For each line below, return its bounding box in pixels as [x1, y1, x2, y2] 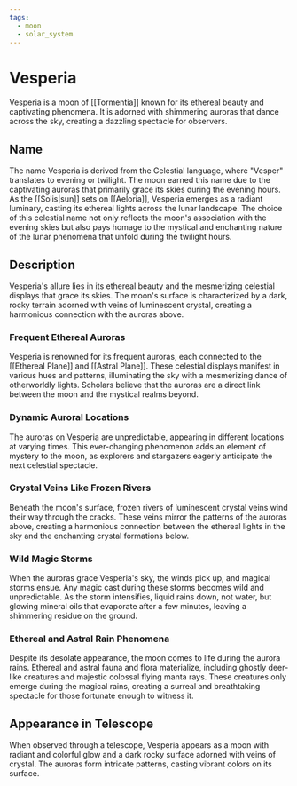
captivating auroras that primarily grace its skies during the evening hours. [9, 184, 281, 195]
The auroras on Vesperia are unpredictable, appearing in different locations [9, 432, 285, 442]
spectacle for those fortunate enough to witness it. [9, 690, 194, 702]
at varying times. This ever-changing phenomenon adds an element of [9, 441, 267, 451]
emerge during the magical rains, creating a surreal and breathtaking [9, 681, 261, 692]
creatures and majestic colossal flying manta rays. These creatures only [23, 671, 286, 682]
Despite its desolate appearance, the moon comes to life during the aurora [9, 653, 281, 663]
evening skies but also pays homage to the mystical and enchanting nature [9, 222, 283, 233]
